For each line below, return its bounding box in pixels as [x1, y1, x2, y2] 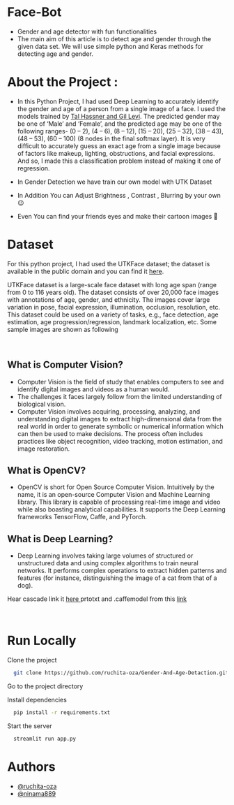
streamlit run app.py [13, 735, 77, 742]
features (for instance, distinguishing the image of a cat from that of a [17, 574, 217, 582]
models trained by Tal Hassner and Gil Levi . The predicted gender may [17, 112, 220, 120]
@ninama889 [17, 789, 56, 797]
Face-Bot [7, 4, 62, 20]
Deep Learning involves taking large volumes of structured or [17, 551, 194, 560]
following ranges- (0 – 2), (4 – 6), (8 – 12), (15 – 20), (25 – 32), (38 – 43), [17, 126, 224, 135]
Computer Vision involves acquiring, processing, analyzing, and [17, 407, 201, 416]
